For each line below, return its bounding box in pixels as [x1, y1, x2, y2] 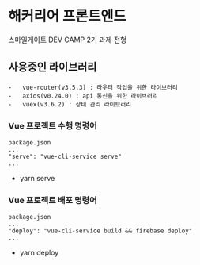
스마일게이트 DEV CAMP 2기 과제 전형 [8, 35, 127, 44]
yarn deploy [19, 248, 59, 258]
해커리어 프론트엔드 [8, 7, 126, 25]
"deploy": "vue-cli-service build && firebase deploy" [8, 227, 193, 235]
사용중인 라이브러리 [8, 60, 97, 74]
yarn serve [19, 174, 55, 183]
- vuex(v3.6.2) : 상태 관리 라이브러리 [8, 100, 132, 108]
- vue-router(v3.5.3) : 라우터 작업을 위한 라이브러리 [8, 83, 178, 91]
